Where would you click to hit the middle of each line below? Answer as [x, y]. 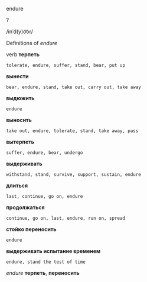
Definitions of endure [32, 43]
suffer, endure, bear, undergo [45, 153]
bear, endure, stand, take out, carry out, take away [74, 87]
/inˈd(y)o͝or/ [20, 31]
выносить [19, 120]
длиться [17, 185]
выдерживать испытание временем [53, 251]
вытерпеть [20, 142]
